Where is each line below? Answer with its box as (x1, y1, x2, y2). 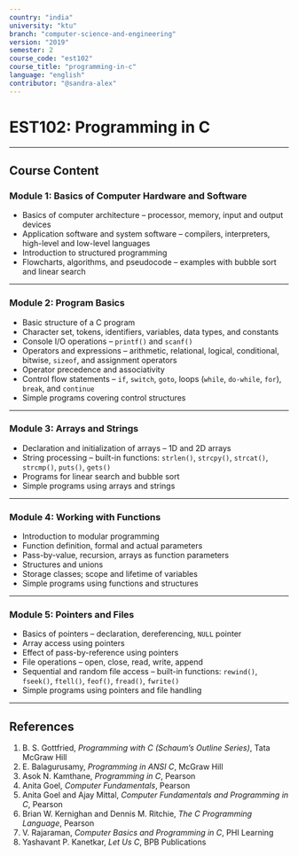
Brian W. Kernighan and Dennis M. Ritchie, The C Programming (21, 808, 253, 820)
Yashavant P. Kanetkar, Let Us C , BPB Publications (21, 837, 207, 847)
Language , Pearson (21, 818, 95, 829)
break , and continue (21, 383, 95, 393)
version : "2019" (9, 37, 69, 47)
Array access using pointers (21, 638, 126, 649)
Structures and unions (21, 559, 104, 570)
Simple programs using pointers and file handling (21, 685, 202, 696)
